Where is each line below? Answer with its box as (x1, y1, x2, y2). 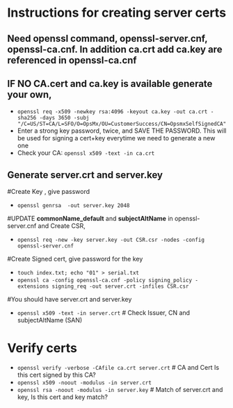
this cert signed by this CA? (17, 370, 96, 380)
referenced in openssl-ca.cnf (7, 54, 137, 66)
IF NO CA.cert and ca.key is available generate (7, 78, 213, 90)
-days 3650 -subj (39, 115, 90, 122)
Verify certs (7, 341, 78, 356)
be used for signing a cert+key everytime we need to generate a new (17, 134, 216, 142)
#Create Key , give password (7, 188, 90, 196)
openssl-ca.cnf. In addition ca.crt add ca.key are (7, 43, 223, 55)
